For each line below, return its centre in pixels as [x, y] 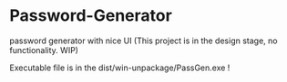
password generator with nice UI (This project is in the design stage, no [143, 41]
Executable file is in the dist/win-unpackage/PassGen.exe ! [120, 68]
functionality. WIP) [44, 50]
